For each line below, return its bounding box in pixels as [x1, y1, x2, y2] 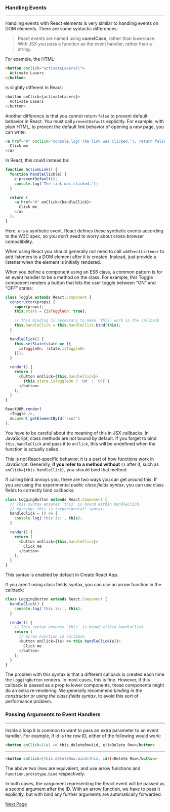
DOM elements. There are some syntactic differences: [5, 26, 118, 32]
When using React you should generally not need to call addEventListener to [5, 248, 164, 254]
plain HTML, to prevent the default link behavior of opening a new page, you [5, 124, 164, 130]
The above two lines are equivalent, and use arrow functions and [5, 765, 141, 772]
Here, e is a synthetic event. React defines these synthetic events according [5, 227, 163, 234]
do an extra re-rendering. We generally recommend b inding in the [5, 687, 143, 694]
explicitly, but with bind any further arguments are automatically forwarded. [5, 791, 162, 797]
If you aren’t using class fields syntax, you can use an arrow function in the [5, 582, 162, 588]
